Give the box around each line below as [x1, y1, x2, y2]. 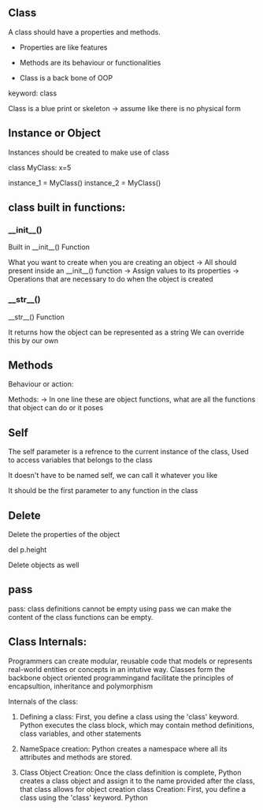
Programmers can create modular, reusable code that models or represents [8, 656, 253, 666]
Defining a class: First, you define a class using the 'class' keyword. [19, 711, 239, 721]
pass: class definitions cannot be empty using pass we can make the [8, 603, 232, 614]
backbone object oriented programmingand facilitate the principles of [8, 673, 234, 682]
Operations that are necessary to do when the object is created [8, 274, 214, 284]
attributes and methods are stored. [19, 752, 132, 762]
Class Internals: [8, 635, 87, 649]
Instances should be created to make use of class [8, 147, 169, 157]
